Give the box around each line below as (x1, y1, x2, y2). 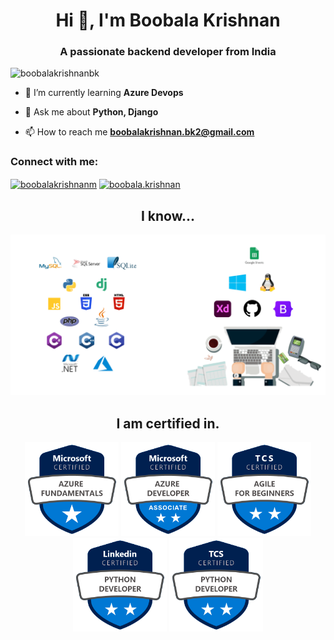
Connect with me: (10, 155, 99, 169)
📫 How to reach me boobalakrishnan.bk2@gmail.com (24, 126, 255, 138)
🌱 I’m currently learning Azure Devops (24, 87, 184, 99)
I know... (140, 207, 196, 224)
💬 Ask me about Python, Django (24, 106, 159, 118)
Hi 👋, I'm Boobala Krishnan (55, 9, 281, 32)
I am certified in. (116, 415, 220, 432)
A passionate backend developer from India (59, 45, 277, 59)
